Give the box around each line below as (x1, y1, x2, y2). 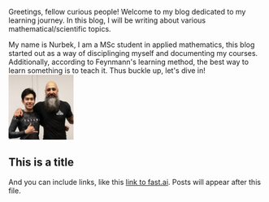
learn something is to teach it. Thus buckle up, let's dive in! (8, 66, 206, 75)
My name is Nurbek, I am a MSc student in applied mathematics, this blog (8, 40, 255, 49)
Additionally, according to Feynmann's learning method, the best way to (8, 57, 249, 67)
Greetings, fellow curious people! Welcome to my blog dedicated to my (8, 7, 246, 16)
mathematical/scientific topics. (8, 24, 111, 33)
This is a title (8, 156, 75, 170)
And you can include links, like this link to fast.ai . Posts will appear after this (8, 177, 262, 187)
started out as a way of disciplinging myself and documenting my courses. (8, 49, 258, 58)
